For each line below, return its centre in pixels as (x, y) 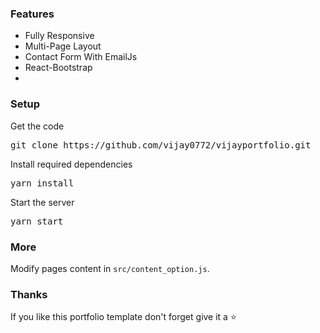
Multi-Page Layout (63, 46)
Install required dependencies (71, 164)
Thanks (29, 294)
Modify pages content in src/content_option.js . (110, 268)
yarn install (42, 183)
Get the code (37, 126)
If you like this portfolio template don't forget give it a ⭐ (123, 317)
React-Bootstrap (58, 68)
